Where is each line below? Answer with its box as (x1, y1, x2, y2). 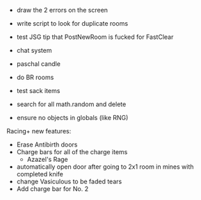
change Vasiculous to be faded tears (16, 177, 122, 185)
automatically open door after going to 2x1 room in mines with (16, 162, 194, 171)
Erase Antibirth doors (16, 140, 78, 149)
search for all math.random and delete (16, 100, 127, 108)
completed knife (16, 170, 63, 178)
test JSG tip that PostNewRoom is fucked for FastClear (16, 33, 174, 41)
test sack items (16, 87, 61, 94)
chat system (16, 47, 52, 54)
